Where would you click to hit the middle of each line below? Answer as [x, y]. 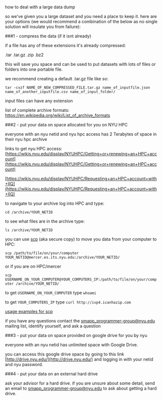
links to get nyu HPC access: [34, 149]
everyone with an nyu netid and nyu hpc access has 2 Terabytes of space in [81, 134]
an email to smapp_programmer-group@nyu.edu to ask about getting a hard [81, 388]
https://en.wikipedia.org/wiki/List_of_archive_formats [58, 115]
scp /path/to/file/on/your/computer [42, 253]
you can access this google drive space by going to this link [65, 354]
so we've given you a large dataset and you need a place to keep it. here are [81, 16]
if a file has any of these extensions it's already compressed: [66, 45]
